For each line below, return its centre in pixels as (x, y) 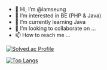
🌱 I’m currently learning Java (50, 22)
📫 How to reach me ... (42, 35)
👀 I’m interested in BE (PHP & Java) (58, 16)
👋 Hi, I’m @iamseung (40, 9)
